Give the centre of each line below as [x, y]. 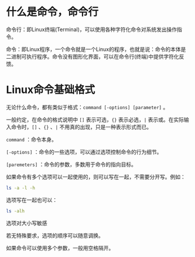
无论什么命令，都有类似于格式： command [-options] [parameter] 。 [87, 107]
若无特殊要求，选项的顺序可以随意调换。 [55, 235]
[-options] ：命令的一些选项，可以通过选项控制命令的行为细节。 [84, 152]
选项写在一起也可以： [32, 199]
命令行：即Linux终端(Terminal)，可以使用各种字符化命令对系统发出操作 [92, 29]
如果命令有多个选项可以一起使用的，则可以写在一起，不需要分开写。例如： [96, 177]
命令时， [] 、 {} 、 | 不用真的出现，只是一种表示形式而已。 [81, 127]
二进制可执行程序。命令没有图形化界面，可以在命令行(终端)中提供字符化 [93, 56]
